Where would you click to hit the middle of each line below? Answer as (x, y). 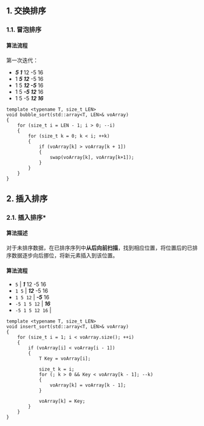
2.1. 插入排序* (26, 217)
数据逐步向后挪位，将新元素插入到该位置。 (65, 256)
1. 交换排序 (26, 11)
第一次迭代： (22, 60)
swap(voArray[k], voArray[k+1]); (92, 157)
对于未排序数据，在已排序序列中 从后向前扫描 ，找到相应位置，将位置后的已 (99, 248)
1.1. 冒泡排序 (24, 30)
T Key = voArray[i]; (65, 359)
